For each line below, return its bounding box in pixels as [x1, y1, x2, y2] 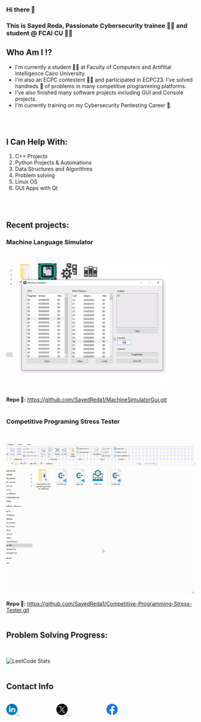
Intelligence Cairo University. [14, 70, 86, 77]
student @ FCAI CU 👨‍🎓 [6, 29, 73, 37]
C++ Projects [14, 153, 48, 160]
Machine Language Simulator [6, 238, 94, 246]
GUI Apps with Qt [14, 185, 58, 192]
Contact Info [6, 681, 54, 691]
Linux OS [14, 178, 38, 185]
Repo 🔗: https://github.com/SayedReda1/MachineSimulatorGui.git [6, 396, 167, 403]
